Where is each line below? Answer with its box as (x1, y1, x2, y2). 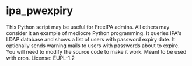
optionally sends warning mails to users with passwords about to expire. (6, 42, 180, 49)
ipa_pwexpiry (6, 4, 74, 18)
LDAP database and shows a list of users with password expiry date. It (6, 36, 176, 43)
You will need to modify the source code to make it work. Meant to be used (6, 48, 187, 55)
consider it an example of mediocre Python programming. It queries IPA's (6, 29, 182, 36)
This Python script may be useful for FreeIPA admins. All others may (6, 23, 170, 30)
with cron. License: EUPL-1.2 (6, 54, 75, 61)
